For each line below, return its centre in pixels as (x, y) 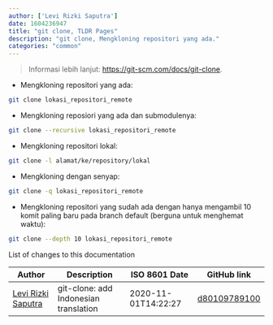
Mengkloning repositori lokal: (69, 145)
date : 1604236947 (38, 24)
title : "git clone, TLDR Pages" (63, 31)
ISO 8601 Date (159, 275)
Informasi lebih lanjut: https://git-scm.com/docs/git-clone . (125, 69)
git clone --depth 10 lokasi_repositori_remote (91, 239)
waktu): (33, 223)
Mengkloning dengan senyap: (70, 176)
